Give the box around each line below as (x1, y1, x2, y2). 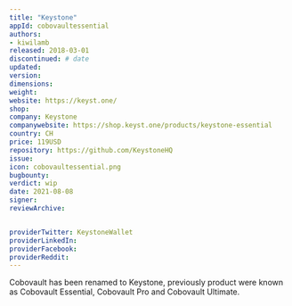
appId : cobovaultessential (9, 21, 109, 30)
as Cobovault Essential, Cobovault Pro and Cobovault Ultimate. (9, 286, 240, 297)
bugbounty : (9, 170, 50, 179)
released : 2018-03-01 (9, 46, 90, 55)
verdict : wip (9, 179, 58, 188)
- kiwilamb (9, 37, 50, 47)
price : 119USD (9, 137, 62, 146)
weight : (9, 87, 38, 96)
